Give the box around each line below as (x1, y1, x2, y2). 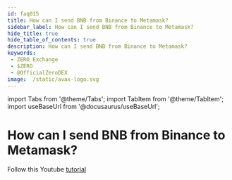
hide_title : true (7, 30, 59, 37)
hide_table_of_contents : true (7, 37, 97, 44)
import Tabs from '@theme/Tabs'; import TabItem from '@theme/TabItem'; (7, 95, 224, 103)
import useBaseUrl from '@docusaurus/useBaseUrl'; (7, 103, 160, 111)
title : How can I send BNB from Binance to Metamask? (7, 17, 169, 24)
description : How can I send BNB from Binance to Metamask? (7, 43, 188, 50)
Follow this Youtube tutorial (7, 165, 87, 174)
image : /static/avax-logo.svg (7, 75, 99, 83)
